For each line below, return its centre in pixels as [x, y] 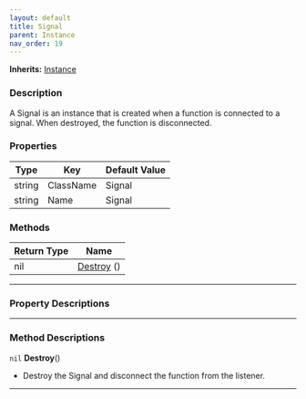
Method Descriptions [57, 338]
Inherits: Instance [43, 69]
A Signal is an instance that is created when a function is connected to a [145, 113]
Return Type [41, 251]
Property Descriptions [60, 304]
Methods [30, 227]
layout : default [40, 18]
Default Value [136, 170]
